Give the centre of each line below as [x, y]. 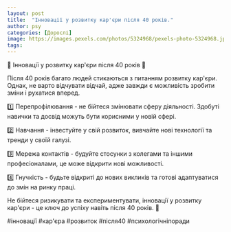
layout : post [26, 13]
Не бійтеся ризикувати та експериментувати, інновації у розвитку [104, 200]
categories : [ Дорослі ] [40, 33]
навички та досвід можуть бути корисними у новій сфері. [92, 116]
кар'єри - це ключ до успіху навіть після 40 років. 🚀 [84, 208]
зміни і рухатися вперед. [44, 93]
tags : [15, 45]
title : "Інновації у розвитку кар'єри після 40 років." [90, 20]
